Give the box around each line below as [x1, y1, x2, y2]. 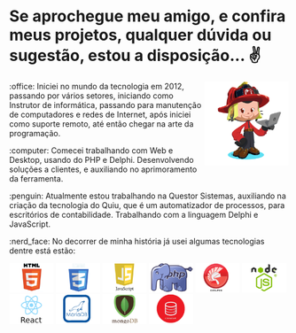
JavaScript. [9, 219, 51, 229]
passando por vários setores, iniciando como [9, 90, 175, 101]
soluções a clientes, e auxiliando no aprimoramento [9, 164, 198, 174]
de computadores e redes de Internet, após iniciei [9, 109, 191, 120]
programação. [9, 128, 61, 138]
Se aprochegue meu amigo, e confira [9, 6, 286, 27]
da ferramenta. [9, 173, 64, 183]
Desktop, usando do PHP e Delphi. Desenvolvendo [9, 154, 194, 165]
